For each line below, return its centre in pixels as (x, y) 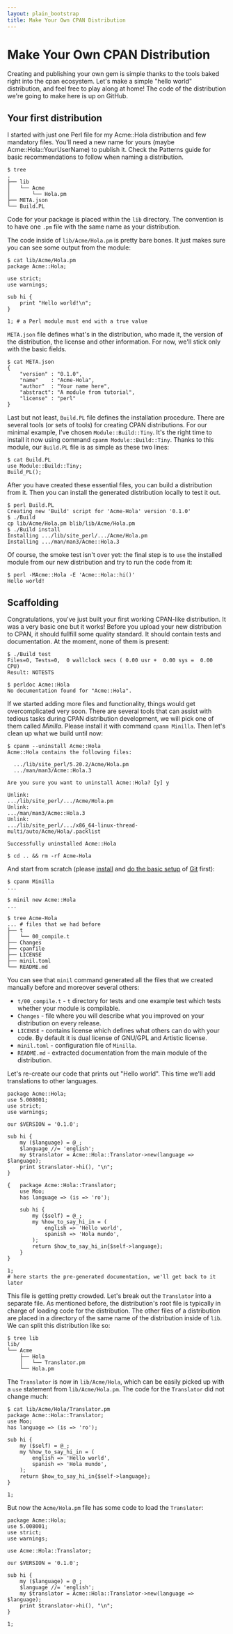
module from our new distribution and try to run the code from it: (100, 563)
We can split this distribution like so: (59, 1326)
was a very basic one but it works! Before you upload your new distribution (115, 627)
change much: (28, 1397)
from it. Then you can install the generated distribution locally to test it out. (114, 493)
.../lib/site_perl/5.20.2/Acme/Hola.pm (71, 765)
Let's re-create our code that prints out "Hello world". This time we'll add (111, 1074)
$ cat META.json (31, 362)
